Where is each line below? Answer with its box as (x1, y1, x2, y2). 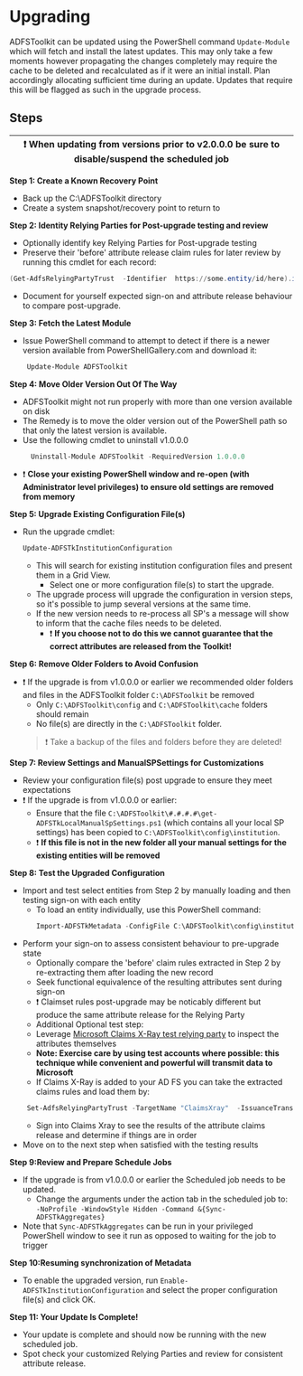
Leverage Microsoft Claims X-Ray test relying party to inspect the (35, 1029, 280, 1040)
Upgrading (9, 6, 91, 27)
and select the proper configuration (145, 1285, 278, 1295)
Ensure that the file (35, 807, 106, 819)
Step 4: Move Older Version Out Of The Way (9, 378, 178, 390)
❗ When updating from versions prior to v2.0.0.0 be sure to (23, 137, 280, 150)
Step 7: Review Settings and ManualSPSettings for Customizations (9, 758, 264, 768)
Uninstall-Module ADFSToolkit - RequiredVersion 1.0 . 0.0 (31, 452, 245, 461)
